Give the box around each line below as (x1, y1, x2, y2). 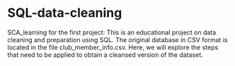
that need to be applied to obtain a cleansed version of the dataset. (7, 51, 203, 59)
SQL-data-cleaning (7, 5, 122, 21)
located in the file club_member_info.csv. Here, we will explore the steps (7, 43, 219, 51)
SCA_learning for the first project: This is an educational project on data (7, 28, 217, 37)
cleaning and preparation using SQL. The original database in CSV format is (7, 35, 228, 44)
